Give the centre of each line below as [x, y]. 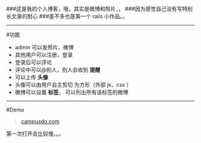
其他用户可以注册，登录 [44, 55]
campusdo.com [40, 121]
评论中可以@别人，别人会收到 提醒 [57, 70]
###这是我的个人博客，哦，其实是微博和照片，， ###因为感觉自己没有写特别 [100, 9]
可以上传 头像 [31, 77]
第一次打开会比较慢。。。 [35, 134]
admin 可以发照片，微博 [44, 47]
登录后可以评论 [33, 62]
